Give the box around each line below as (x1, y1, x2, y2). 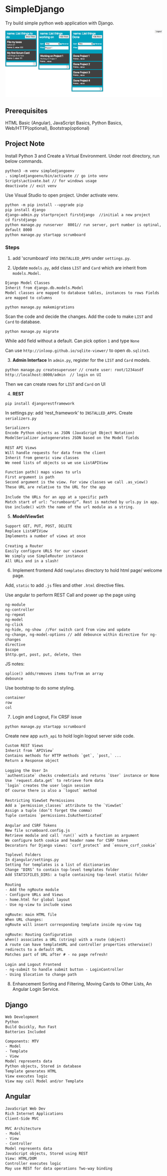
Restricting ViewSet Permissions (5, 798, 75, 803)
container (5, 695, 26, 701)
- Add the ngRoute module (5, 887, 59, 893)
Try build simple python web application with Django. (5, 20, 115, 26)
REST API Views (5, 446, 37, 451)
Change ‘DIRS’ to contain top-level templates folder (5, 867, 120, 873)
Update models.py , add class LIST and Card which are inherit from (12, 265, 147, 271)
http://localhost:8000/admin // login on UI (5, 373, 101, 378)
